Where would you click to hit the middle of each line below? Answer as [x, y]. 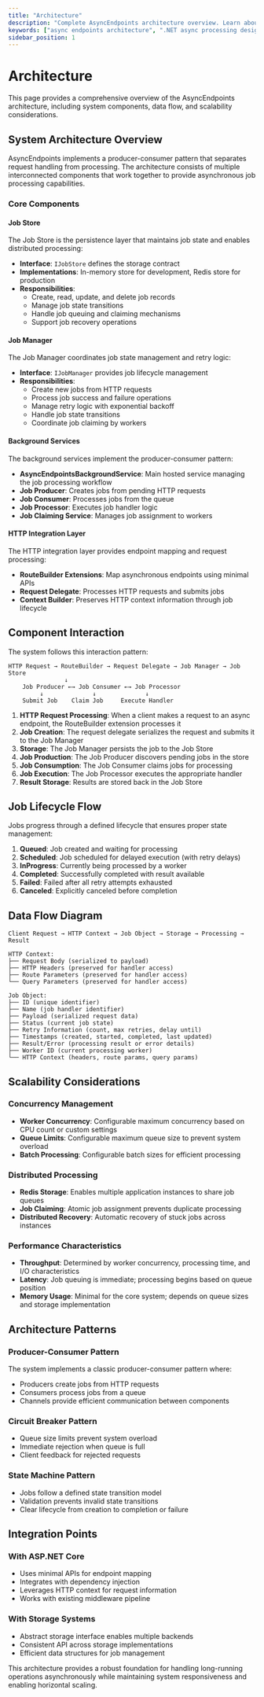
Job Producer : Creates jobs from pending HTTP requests [112, 490]
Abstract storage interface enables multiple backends [106, 1636]
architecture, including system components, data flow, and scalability [120, 106]
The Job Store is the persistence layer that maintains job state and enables [129, 240]
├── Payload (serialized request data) [73, 1016]
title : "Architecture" [45, 15]
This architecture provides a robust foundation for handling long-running [126, 1668]
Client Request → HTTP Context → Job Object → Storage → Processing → [126, 934]
